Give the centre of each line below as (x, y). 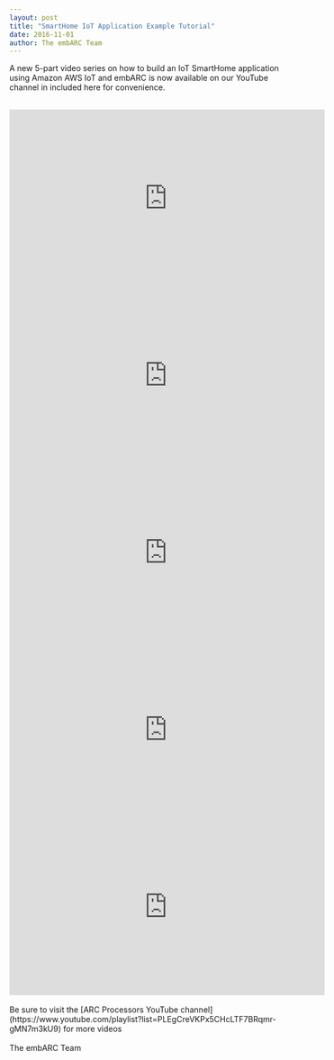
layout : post (34, 18)
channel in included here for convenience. (87, 87)
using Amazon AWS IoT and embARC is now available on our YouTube (139, 78)
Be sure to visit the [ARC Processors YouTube (94, 1010)
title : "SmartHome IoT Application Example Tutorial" (113, 26)
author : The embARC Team (56, 43)
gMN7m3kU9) (35, 1029)
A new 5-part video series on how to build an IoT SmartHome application (144, 68)
